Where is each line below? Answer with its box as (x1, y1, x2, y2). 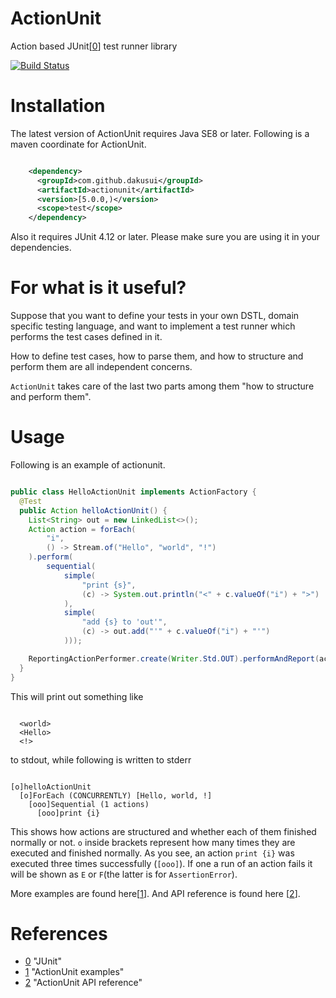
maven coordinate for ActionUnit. (10, 138, 147, 150)
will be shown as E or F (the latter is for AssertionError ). (10, 868, 238, 880)
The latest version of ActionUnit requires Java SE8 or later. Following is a (10, 127, 310, 139)
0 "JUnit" (24, 955, 62, 967)
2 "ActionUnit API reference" (24, 977, 143, 989)
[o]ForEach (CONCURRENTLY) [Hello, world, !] (19, 790, 213, 801)
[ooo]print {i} (36, 808, 101, 818)
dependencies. (10, 242, 72, 254)
